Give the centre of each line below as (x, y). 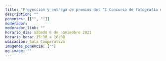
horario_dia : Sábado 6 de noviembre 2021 (48, 32)
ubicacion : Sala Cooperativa (35, 42)
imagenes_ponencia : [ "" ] (31, 46)
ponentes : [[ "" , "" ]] (27, 19)
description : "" (22, 14)
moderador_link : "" (25, 28)
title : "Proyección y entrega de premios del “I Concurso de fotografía (82, 10)
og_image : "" (19, 51)
